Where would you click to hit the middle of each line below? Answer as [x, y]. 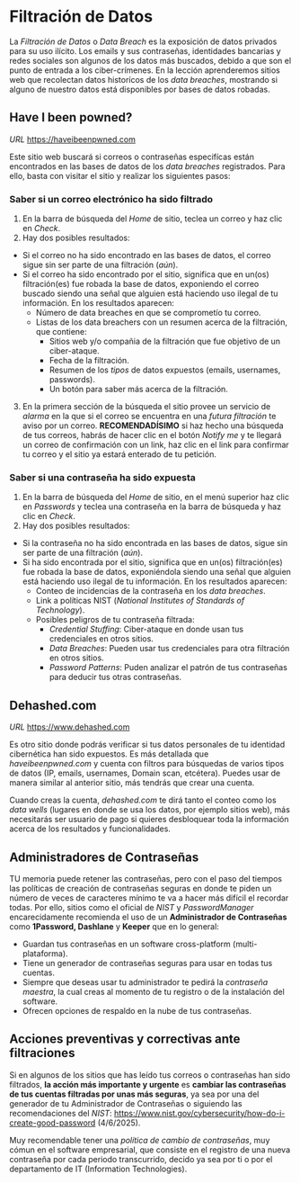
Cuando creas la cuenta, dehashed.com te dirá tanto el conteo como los [143, 800]
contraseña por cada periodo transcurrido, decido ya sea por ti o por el [141, 1159]
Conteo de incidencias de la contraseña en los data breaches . [151, 591]
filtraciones [42, 1053]
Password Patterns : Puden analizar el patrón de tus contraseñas [168, 668]
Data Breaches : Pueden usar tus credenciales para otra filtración [169, 649]
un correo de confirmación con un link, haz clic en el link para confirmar [155, 445]
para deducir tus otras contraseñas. [115, 677]
